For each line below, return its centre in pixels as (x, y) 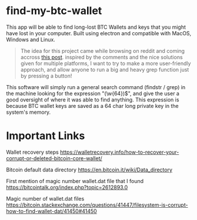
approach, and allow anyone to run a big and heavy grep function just (105, 69)
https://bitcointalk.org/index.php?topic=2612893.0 (67, 187)
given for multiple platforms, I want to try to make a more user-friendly (106, 63)
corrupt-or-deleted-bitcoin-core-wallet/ (54, 158)
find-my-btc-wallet (54, 11)
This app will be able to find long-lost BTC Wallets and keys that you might (96, 27)
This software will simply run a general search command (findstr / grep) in (96, 87)
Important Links (46, 136)
